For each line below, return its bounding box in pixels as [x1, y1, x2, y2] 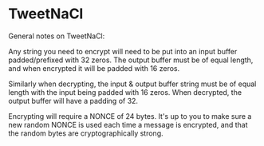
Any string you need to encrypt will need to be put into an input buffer [8, 46, 238, 56]
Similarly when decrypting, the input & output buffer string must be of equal [8, 79, 257, 89]
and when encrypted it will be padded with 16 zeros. [8, 63, 180, 73]
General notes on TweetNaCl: [8, 31, 105, 41]
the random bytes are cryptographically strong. [8, 128, 164, 138]
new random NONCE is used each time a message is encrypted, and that [8, 120, 249, 129]
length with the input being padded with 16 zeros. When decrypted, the [8, 87, 242, 97]
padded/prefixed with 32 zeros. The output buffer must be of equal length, [8, 55, 254, 65]
